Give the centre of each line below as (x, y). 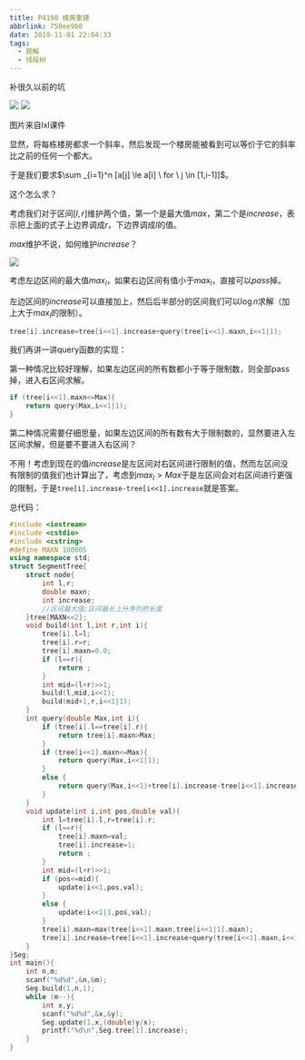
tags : (20, 43)
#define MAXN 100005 (49, 550)
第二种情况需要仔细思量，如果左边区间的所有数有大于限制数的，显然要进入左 (152, 433)
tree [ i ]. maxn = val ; (93, 837)
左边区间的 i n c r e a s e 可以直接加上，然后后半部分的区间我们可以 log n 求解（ (146, 301)
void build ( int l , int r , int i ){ (87, 626)
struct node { (50, 575)
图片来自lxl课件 (38, 125)
